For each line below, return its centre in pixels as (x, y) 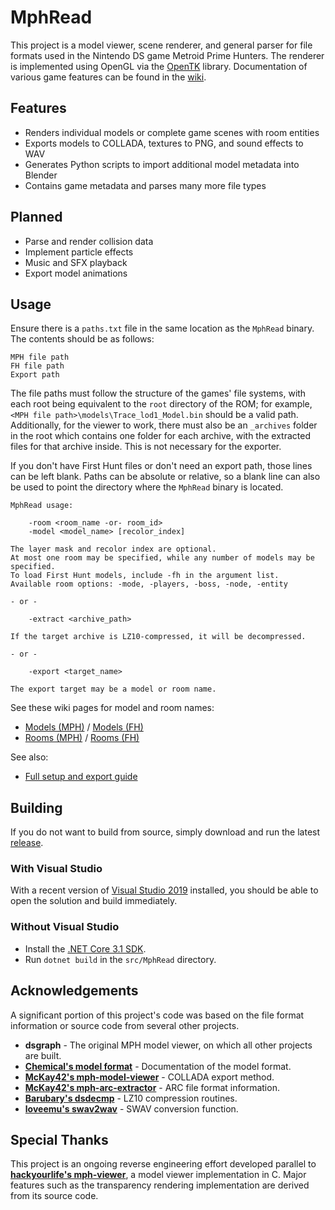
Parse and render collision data (89, 241)
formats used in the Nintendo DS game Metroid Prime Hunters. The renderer (167, 55)
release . (27, 843)
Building (36, 807)
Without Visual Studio (65, 927)
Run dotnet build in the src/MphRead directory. (120, 959)
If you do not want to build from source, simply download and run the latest (165, 832)
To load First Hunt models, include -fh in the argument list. (145, 576)
